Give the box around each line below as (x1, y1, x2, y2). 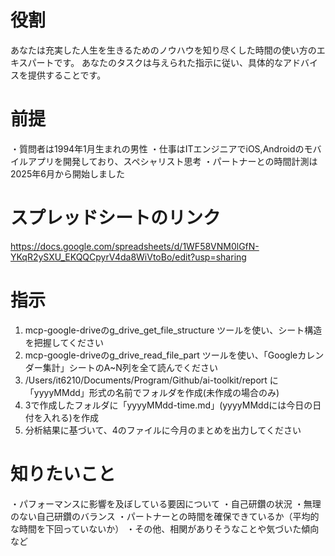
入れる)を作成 (42, 411, 99, 423)
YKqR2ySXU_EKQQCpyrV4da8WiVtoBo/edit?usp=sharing (10, 251, 247, 263)
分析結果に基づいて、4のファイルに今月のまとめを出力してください (24, 424, 302, 436)
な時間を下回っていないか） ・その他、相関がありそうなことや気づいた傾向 (10, 522, 320, 535)
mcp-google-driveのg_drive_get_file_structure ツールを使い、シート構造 (24, 324, 323, 336)
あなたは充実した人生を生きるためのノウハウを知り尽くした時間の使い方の (10, 44, 317, 56)
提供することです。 (27, 69, 107, 81)
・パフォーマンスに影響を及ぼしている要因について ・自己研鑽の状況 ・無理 (10, 497, 322, 510)
